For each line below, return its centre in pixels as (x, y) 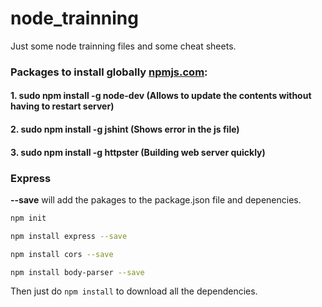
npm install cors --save (62, 254)
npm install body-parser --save (77, 272)
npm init (28, 218)
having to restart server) (62, 106)
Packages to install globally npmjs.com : (109, 72)
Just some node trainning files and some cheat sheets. (123, 46)
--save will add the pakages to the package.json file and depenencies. (156, 199)
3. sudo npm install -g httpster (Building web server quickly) (138, 152)
